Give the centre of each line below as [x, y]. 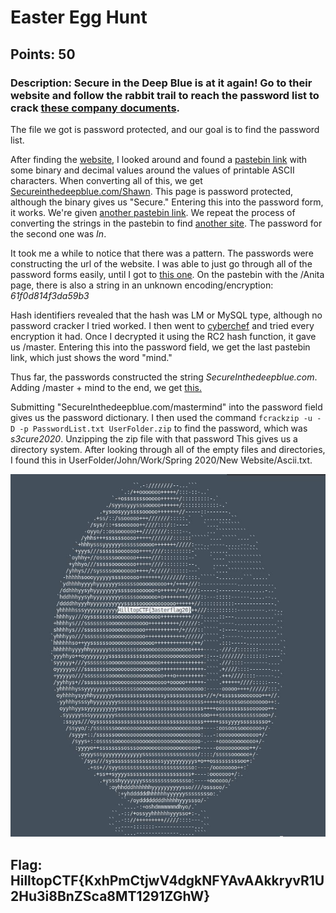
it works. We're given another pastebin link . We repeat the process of [153, 212]
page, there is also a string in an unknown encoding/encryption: [142, 285]
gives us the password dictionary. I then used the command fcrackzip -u [161, 417]
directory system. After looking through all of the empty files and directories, [168, 449]
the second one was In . [58, 233]
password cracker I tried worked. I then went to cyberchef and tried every [162, 325]
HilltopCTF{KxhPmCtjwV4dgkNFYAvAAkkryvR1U [167, 880]
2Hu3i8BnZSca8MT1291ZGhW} [110, 896]
